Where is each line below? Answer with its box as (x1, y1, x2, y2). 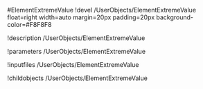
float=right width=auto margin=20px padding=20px (7, 13, 155, 21)
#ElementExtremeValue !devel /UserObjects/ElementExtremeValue (7, 6, 196, 14)
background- (155, 13, 194, 21)
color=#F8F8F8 (7, 21, 52, 28)
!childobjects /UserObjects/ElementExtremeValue (7, 74, 148, 82)
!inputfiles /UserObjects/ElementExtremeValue (7, 61, 139, 68)
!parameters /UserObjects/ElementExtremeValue (7, 48, 146, 55)
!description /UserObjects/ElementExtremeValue (7, 34, 145, 42)
